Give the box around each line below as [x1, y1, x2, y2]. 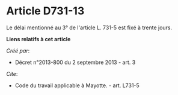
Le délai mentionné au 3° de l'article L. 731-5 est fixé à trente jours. [6, 24, 173, 31]
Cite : [6, 70, 18, 77]
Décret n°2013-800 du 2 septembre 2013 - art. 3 [14, 59, 136, 66]
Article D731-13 [6, 4, 85, 18]
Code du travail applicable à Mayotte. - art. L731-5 [14, 82, 140, 89]
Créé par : [6, 47, 30, 54]
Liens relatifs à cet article [6, 35, 71, 42]
